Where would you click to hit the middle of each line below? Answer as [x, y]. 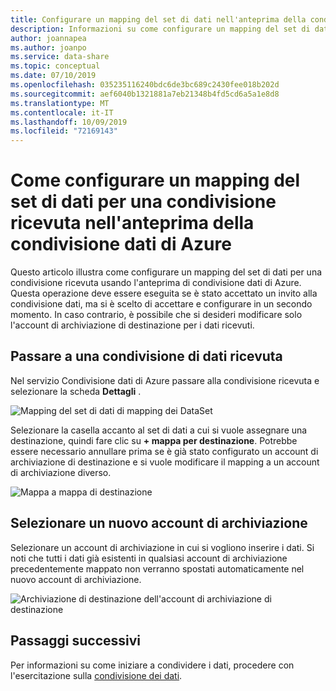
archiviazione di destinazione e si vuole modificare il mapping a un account [165, 462]
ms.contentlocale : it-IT [62, 112]
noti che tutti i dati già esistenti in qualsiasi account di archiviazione [149, 558]
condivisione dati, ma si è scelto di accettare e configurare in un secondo [161, 304]
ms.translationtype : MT [60, 103]
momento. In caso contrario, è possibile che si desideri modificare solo [156, 315]
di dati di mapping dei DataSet [150, 410]
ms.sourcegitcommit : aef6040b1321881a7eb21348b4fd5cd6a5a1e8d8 [145, 94]
